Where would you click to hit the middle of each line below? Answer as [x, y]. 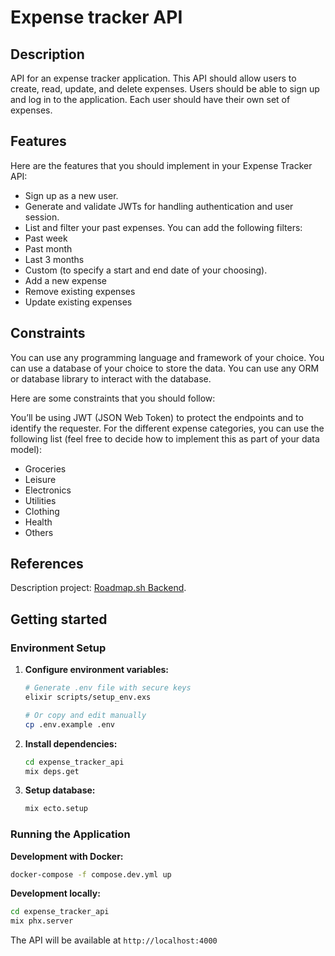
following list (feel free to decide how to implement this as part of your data [165, 438]
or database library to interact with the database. [111, 378]
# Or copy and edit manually [85, 715]
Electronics [48, 490]
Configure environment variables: [96, 670]
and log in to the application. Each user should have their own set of [150, 99]
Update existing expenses [78, 302]
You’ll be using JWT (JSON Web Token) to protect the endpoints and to [157, 417]
